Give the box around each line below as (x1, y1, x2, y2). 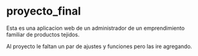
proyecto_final (6, 4, 81, 18)
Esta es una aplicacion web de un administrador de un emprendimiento (6, 24, 185, 32)
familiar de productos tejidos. (6, 30, 80, 38)
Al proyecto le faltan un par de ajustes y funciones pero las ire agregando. (6, 43, 193, 50)
